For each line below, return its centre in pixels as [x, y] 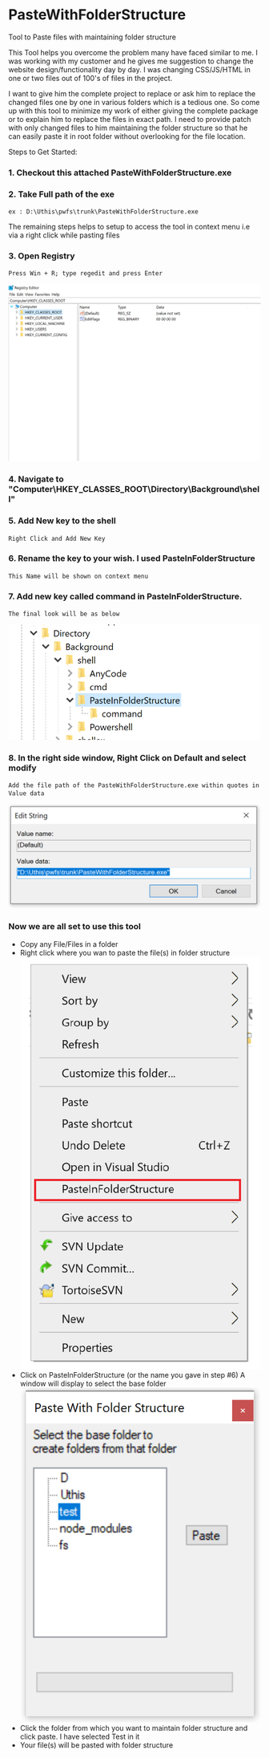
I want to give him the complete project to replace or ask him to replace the [132, 93]
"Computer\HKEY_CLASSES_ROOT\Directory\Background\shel [134, 489]
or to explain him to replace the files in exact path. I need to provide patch [130, 119]
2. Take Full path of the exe [61, 194]
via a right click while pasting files [64, 235]
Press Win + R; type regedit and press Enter [85, 274]
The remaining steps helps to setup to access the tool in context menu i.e [129, 227]
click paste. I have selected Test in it [80, 1736]
